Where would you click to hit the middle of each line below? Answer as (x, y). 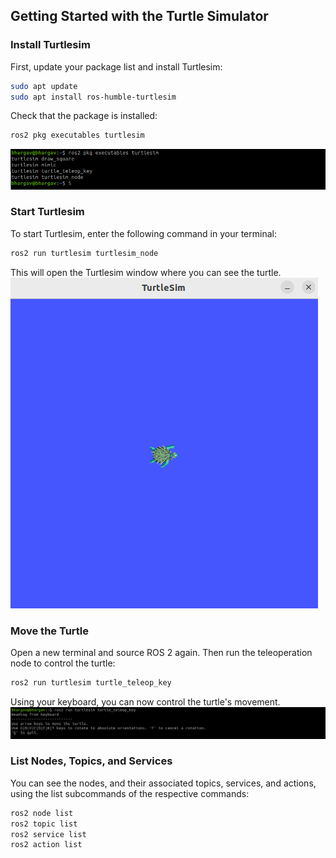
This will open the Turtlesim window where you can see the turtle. (146, 272)
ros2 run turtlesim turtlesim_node (84, 253)
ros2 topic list (44, 824)
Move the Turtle (50, 631)
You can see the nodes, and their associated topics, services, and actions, (163, 783)
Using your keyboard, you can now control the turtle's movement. (145, 701)
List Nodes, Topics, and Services (91, 761)
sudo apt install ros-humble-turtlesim (93, 97)
